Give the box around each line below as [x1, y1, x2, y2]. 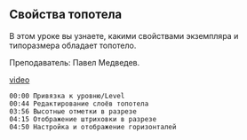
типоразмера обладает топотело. [9, 40, 137, 51]
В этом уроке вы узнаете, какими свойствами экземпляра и [9, 30, 239, 41]
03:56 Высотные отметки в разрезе [9, 106, 138, 116]
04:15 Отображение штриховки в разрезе [9, 114, 157, 123]
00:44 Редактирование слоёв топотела [9, 99, 149, 108]
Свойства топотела [9, 7, 123, 22]
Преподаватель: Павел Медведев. [9, 57, 140, 67]
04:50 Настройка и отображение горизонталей [9, 122, 177, 131]
